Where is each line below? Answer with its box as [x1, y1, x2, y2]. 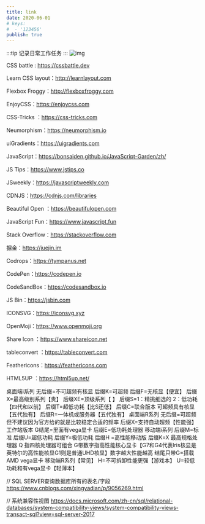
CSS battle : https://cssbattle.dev [6, 62, 90, 69]
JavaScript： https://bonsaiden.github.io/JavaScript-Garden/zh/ [6, 153, 166, 160]
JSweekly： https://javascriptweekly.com [6, 179, 109, 186]
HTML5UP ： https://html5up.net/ [6, 375, 90, 382]
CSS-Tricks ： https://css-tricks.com [6, 114, 98, 121]
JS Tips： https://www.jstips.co [6, 166, 84, 173]
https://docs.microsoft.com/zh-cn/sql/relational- [50, 497, 173, 504]
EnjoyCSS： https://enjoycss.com [6, 101, 90, 108]
